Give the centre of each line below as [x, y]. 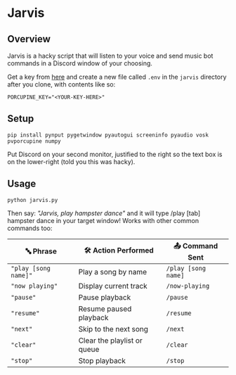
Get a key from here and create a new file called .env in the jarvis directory [117, 77]
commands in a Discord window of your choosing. [80, 63]
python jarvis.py [33, 200]
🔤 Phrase [41, 251]
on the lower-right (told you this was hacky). [71, 161]
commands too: [30, 228]
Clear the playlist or [110, 341]
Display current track [113, 286]
